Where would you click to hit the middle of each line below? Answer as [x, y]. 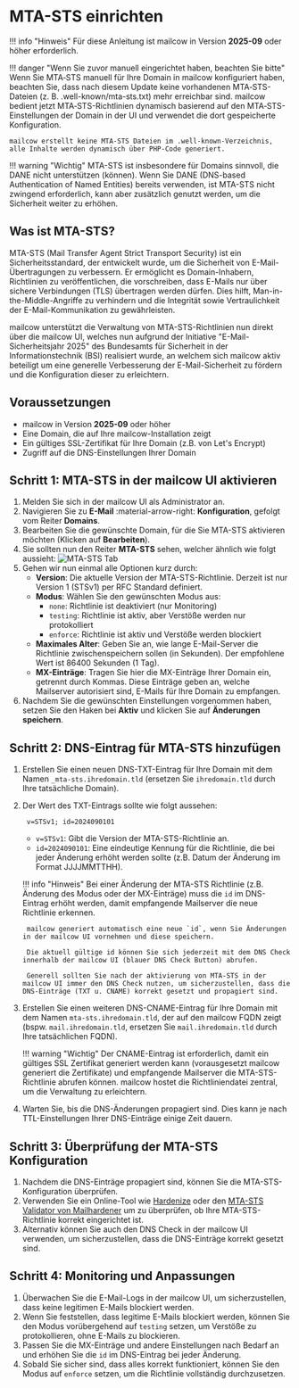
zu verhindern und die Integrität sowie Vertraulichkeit [182, 300]
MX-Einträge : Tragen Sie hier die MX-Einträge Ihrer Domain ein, [153, 673]
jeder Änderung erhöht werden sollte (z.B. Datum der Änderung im [158, 857]
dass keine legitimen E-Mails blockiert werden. [108, 1307]
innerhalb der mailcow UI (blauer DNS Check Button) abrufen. [140, 961]
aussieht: [39, 558]
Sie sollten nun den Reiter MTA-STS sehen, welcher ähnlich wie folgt [149, 549]
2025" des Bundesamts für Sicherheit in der [148, 346]
